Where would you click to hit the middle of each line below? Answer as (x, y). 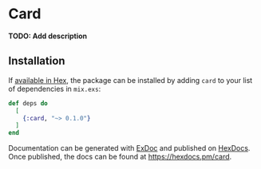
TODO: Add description (48, 36)
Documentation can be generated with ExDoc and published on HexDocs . (129, 148)
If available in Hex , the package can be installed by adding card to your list (130, 80)
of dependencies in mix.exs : (55, 88)
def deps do (28, 103)
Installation (37, 61)
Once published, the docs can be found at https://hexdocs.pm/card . (120, 157)
